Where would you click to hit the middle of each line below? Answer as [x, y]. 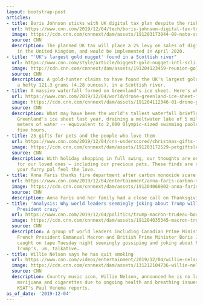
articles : [19, 18]
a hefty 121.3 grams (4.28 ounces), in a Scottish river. [92, 85]
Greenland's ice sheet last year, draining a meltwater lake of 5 [102, 119]
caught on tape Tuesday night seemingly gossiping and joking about [105, 243]
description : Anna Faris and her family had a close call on [90, 198]
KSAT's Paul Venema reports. [54, 288]
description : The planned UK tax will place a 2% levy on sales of [98, 46]
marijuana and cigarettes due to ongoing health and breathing [98, 282]
